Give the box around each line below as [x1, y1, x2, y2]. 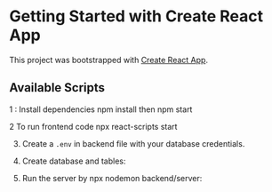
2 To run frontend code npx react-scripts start [9, 121, 178, 132]
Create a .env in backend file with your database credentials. [21, 138, 245, 148]
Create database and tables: [21, 156, 126, 166]
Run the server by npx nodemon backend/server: [21, 172, 203, 183]
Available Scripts [9, 80, 105, 95]
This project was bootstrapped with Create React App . [9, 54, 209, 65]
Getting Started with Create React [9, 6, 264, 27]
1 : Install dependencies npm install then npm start [9, 104, 193, 115]
